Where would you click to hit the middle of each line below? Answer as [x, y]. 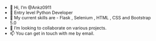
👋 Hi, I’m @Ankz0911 [31, 7]
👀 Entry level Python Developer [41, 13]
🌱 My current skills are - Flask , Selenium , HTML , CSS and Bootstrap [80, 18]
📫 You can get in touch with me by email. [52, 33]
